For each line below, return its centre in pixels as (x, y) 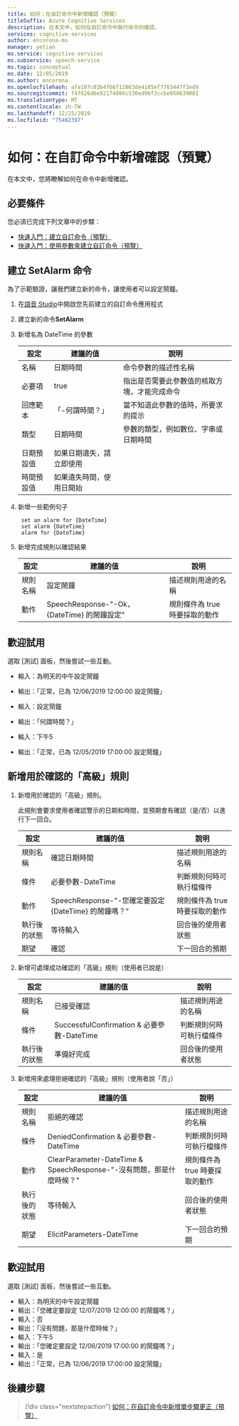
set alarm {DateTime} (53, 527)
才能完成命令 (159, 391)
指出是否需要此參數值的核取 (170, 381)
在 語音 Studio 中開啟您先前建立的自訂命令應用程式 (90, 304)
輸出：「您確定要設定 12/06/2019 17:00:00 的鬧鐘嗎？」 (97, 1345)
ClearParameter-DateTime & (95, 1159)
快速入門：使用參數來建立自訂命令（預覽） (80, 246)
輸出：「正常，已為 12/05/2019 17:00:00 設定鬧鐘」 (91, 752)
